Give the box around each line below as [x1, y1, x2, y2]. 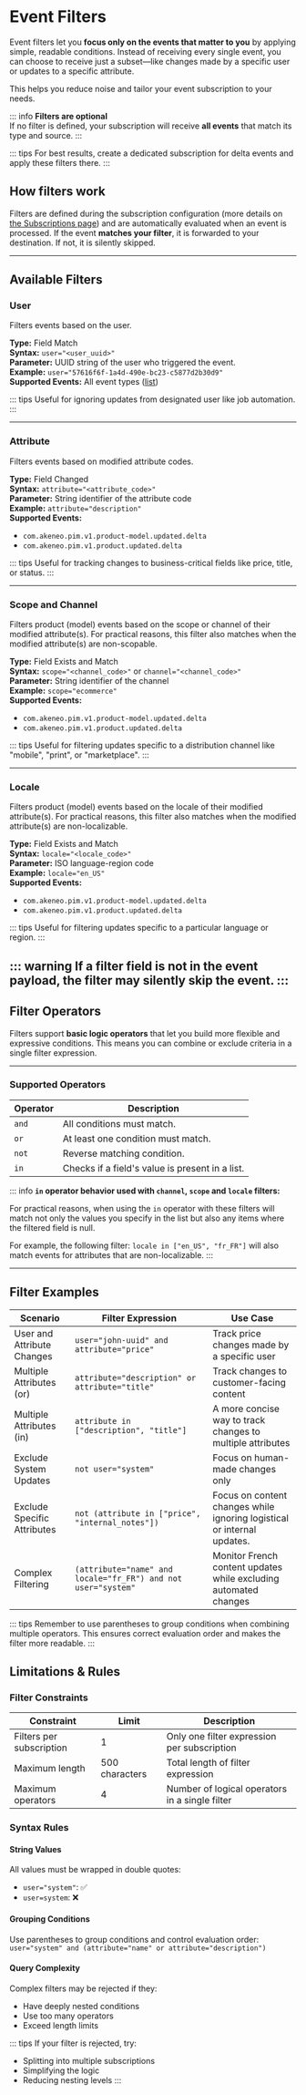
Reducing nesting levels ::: [22, 2074, 122, 2085]
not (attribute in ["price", [74, 1508, 201, 1519]
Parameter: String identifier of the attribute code [9, 492, 192, 503]
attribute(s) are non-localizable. [9, 820, 128, 831]
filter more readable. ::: [9, 1637, 96, 1648]
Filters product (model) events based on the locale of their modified [9, 801, 263, 812]
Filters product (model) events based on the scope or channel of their [9, 619, 271, 630]
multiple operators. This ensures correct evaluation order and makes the [9, 1627, 280, 1638]
